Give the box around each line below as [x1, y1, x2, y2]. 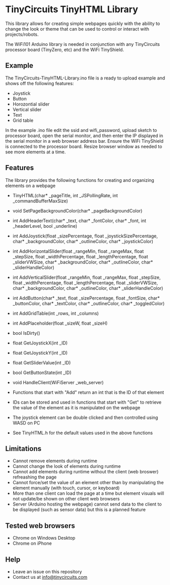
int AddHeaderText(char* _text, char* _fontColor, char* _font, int [12, 218, 146, 224]
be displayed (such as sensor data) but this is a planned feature [12, 507, 146, 513]
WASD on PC [12, 419, 41, 426]
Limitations [5, 444, 42, 453]
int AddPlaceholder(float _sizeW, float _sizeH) [12, 320, 108, 326]
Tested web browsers [5, 521, 75, 530]
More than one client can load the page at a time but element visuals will [12, 490, 164, 496]
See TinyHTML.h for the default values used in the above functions [12, 430, 153, 436]
